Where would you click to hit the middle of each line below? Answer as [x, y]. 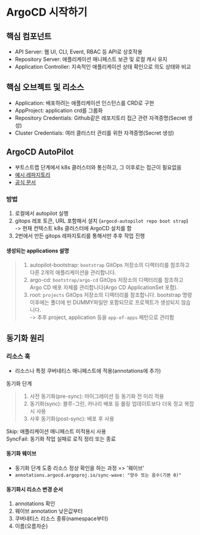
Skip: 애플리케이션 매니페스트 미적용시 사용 [56, 431]
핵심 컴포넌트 [29, 36]
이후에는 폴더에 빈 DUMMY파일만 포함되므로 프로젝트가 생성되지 [105, 302]
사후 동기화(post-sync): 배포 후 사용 [72, 418]
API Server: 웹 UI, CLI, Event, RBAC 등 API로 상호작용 [79, 52]
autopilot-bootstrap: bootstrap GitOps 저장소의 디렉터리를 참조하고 [110, 265]
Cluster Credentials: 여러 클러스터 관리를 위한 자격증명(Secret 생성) [94, 133]
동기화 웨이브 [21, 454]
